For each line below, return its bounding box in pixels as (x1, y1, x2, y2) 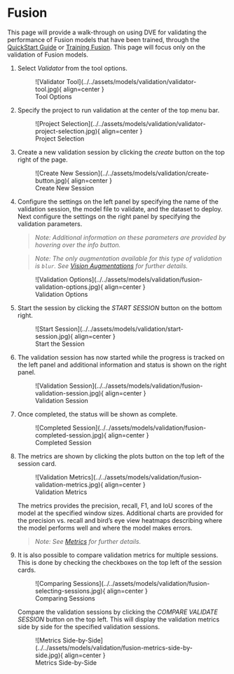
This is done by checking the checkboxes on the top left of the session (17, 558, 222, 566)
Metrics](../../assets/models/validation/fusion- (69, 472, 202, 481)
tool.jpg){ (34, 85, 62, 93)
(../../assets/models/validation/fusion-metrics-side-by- (34, 643, 193, 652)
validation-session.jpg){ (34, 388, 104, 397)
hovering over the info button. (34, 240, 121, 249)
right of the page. (17, 155, 68, 164)
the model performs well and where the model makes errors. (17, 524, 193, 532)
